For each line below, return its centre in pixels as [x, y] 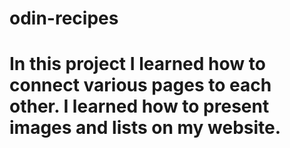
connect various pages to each [140, 85]
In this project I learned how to [137, 64]
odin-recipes [64, 18]
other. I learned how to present [139, 106]
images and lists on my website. [145, 128]
